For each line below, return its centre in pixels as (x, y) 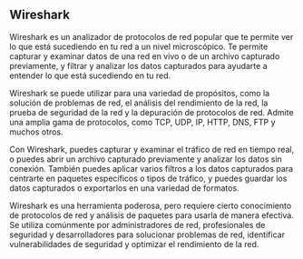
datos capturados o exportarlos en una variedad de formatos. (124, 188)
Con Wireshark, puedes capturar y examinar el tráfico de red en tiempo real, (152, 149)
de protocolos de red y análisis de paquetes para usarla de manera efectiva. (152, 215)
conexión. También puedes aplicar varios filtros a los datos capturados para (151, 168)
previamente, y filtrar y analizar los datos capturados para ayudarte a (138, 65)
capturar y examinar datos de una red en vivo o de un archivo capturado (145, 56)
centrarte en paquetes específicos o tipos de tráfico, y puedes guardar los (148, 178)
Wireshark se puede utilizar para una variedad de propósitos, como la (140, 93)
